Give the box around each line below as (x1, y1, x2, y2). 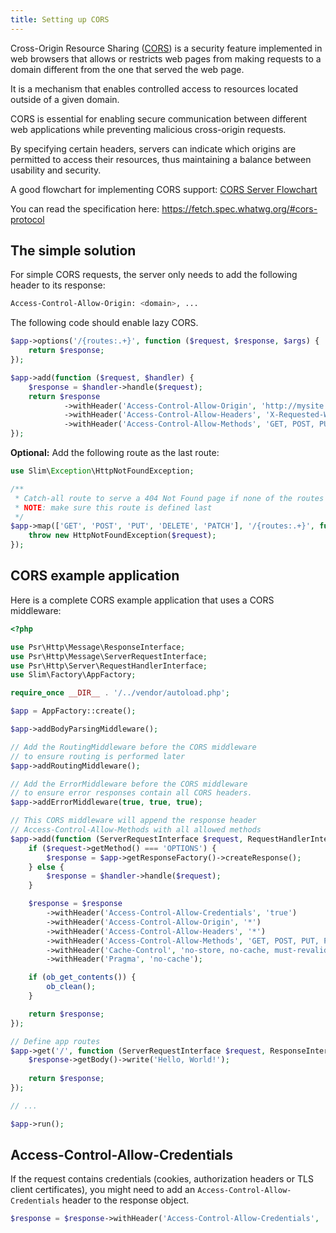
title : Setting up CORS (10, 14, 110, 25)
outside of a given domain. (10, 93, 120, 105)
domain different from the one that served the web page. (10, 63, 245, 75)
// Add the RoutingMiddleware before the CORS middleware (10, 742, 257, 752)
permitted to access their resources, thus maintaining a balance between (10, 153, 312, 165)
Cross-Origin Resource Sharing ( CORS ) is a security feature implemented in (10, 42, 323, 54)
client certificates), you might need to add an (10, 1184, 196, 1196)
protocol (10, 213, 45, 225)
